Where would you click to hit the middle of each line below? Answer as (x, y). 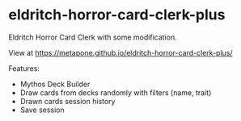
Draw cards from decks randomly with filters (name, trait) (116, 92)
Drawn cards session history (68, 101)
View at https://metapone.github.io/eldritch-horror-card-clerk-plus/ (120, 52)
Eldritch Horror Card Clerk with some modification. (93, 37)
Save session (42, 110)
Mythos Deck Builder (55, 84)
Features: (24, 68)
